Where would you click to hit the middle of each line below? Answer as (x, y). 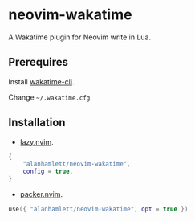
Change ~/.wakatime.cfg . (50, 97)
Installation (37, 123)
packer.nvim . (41, 194)
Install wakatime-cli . (41, 81)
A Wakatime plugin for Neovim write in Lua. (79, 37)
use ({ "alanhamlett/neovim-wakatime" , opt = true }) (98, 209)
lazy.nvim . (37, 141)
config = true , (48, 172)
